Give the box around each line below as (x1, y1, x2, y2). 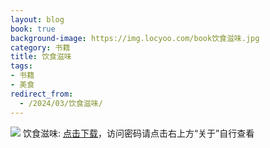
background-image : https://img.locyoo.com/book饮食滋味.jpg (10, 33, 260, 43)
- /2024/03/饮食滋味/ (19, 98, 103, 108)
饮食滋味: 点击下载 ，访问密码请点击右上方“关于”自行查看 (22, 127, 255, 139)
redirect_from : (10, 89, 74, 99)
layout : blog (10, 14, 65, 25)
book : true (10, 24, 56, 34)
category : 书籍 (10, 42, 71, 53)
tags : (10, 61, 33, 71)
